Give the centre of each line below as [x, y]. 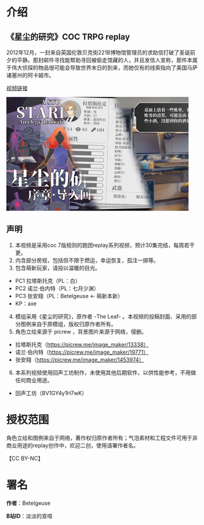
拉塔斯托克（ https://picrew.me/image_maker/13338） [82, 344]
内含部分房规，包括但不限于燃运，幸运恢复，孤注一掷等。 [87, 260]
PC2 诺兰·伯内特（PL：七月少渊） [57, 288]
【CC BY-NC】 [25, 458]
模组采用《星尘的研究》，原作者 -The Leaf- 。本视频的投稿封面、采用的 [103, 316]
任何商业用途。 [34, 380]
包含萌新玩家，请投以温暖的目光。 [58, 268]
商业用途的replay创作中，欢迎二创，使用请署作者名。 [73, 445]
